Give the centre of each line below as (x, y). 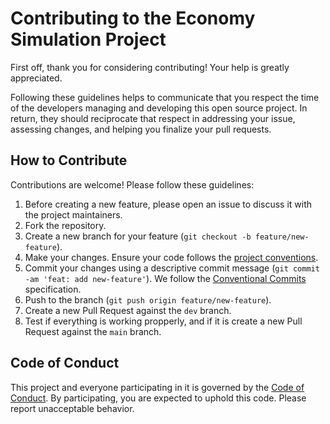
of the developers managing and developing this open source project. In (159, 108)
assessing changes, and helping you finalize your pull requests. (141, 129)
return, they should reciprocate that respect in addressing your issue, (153, 118)
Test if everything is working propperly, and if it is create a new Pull (163, 321)
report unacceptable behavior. (72, 408)
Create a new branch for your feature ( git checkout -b (138, 236)
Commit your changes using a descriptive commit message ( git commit (172, 268)
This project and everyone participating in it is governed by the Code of (157, 387)
